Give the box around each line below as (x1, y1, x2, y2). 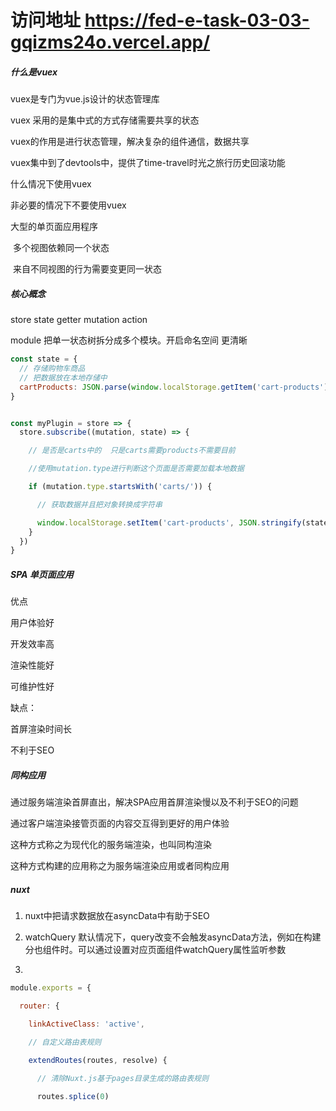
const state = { (10, 354, 78, 365)
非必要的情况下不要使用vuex (10, 199, 127, 211)
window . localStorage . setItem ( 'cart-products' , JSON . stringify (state (36, 517, 329, 528)
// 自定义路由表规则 (28, 1037, 102, 1047)
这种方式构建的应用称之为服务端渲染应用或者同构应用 (10, 860, 230, 872)
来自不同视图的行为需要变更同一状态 (12, 263, 162, 275)
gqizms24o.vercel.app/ (10, 31, 211, 54)
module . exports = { (10, 983, 92, 993)
